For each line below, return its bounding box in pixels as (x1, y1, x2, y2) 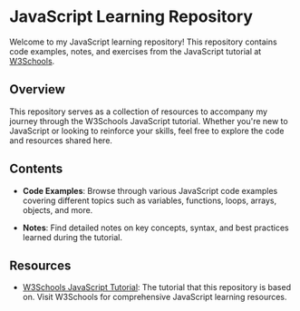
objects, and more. (22, 204, 93, 215)
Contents (9, 161, 63, 177)
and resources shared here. (9, 134, 113, 146)
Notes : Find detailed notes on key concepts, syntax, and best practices (22, 222, 289, 233)
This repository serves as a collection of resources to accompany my (9, 106, 268, 117)
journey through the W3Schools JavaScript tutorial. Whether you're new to (9, 115, 288, 126)
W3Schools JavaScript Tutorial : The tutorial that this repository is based (22, 282, 292, 293)
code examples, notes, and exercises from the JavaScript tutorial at (9, 45, 262, 56)
